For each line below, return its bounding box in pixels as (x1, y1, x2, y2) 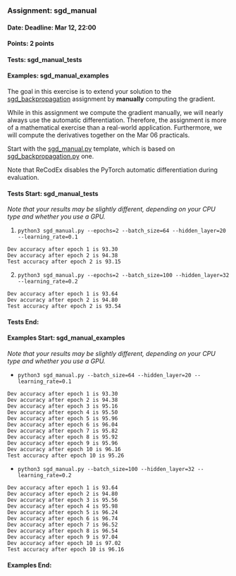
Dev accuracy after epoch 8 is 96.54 (7, 527, 118, 534)
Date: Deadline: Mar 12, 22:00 (7, 23, 97, 32)
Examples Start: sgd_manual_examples (7, 333, 125, 342)
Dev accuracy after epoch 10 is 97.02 (7, 539, 121, 546)
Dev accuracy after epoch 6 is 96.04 (7, 421, 118, 428)
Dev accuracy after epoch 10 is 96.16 (7, 446, 121, 453)
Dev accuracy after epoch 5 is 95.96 (7, 415, 118, 422)
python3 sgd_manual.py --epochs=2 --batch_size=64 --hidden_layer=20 (17, 228, 227, 235)
